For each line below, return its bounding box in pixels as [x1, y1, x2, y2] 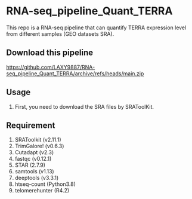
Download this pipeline [6, 48, 94, 58]
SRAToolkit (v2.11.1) [14, 136, 61, 143]
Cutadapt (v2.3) [14, 149, 54, 156]
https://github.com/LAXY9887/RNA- [6, 63, 95, 71]
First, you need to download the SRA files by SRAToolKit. [14, 103, 154, 110]
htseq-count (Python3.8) [14, 180, 76, 188]
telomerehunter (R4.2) [14, 187, 70, 194]
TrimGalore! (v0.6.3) [14, 142, 64, 150]
